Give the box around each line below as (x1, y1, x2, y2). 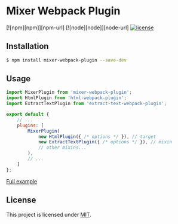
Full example (6, 177, 38, 185)
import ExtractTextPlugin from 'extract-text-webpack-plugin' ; (6, 100, 167, 107)
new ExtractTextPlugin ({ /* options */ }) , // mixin (38, 139, 172, 145)
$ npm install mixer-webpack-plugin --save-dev (6, 57, 127, 63)
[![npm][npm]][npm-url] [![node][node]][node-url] (6, 24, 130, 31)
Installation (6, 41, 49, 51)
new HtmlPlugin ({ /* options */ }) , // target (38, 133, 156, 140)
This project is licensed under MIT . (6, 211, 91, 218)
